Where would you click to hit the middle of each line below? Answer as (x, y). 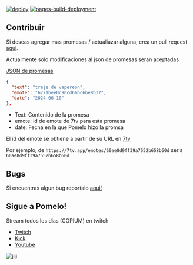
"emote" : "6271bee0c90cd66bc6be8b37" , (59, 92)
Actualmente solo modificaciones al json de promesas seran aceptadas (93, 59)
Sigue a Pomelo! (36, 206)
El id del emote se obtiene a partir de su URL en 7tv (68, 139)
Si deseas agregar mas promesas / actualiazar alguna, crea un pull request (97, 42)
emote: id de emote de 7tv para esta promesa (70, 121)
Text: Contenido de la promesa (52, 115)
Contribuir (26, 27)
